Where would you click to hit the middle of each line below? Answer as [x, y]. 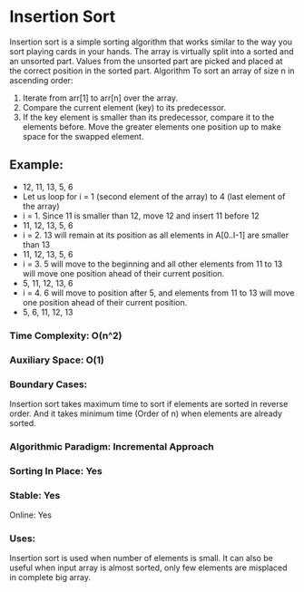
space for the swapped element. [83, 136]
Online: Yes [31, 515]
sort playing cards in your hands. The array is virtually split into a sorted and [152, 51]
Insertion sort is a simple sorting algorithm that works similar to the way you [151, 42]
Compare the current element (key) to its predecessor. [124, 107]
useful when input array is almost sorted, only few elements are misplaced [148, 568]
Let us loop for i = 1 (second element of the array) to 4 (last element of [154, 196]
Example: [36, 165]
